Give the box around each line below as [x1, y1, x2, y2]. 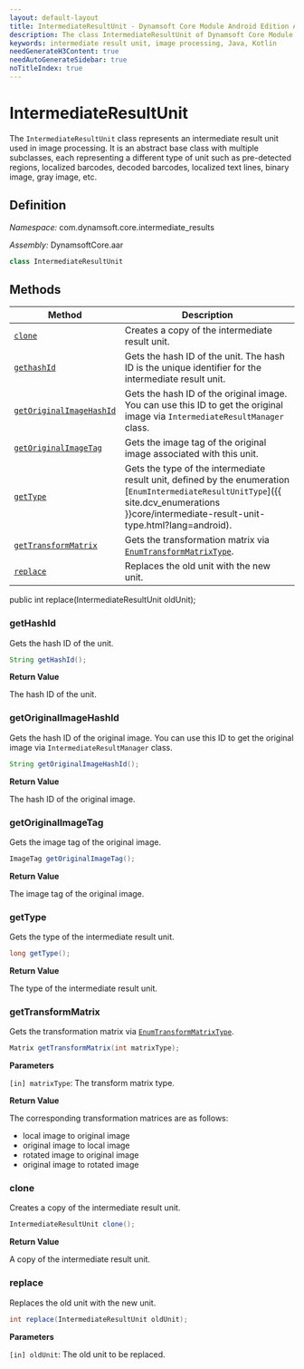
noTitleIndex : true [9, 64, 83, 73]
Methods [9, 282, 62, 297]
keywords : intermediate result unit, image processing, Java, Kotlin [9, 38, 278, 48]
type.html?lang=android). [125, 519, 233, 531]
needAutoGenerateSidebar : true [9, 55, 128, 64]
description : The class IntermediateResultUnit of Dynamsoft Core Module [9, 30, 294, 39]
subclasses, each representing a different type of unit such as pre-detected [9, 151, 292, 163]
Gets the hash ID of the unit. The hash [125, 350, 285, 363]
